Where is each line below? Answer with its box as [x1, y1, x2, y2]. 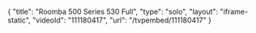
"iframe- [220, 7, 249, 16]
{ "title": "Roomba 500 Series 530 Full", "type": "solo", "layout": [7, 7, 219, 16]
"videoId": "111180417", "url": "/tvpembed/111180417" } [32, 15, 212, 25]
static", [7, 15, 32, 25]
